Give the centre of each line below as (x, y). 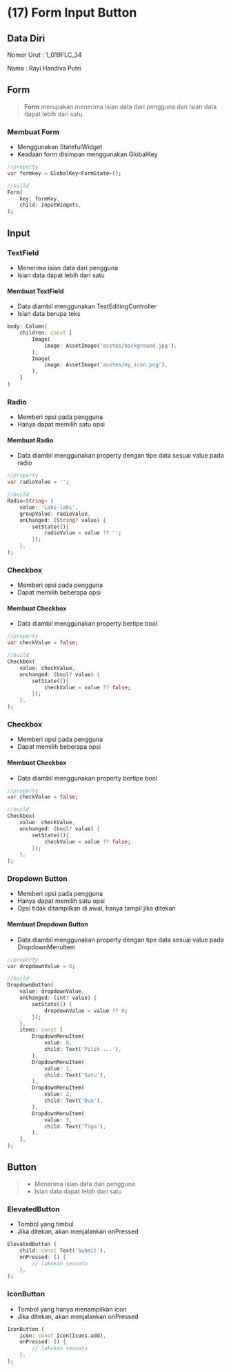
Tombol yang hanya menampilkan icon (72, 1309)
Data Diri (26, 38)
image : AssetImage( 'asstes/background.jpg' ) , (110, 346)
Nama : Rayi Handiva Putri (44, 68)
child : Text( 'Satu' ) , (75, 1075)
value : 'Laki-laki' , (49, 507)
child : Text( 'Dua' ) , (73, 1101)
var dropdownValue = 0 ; (41, 966)
